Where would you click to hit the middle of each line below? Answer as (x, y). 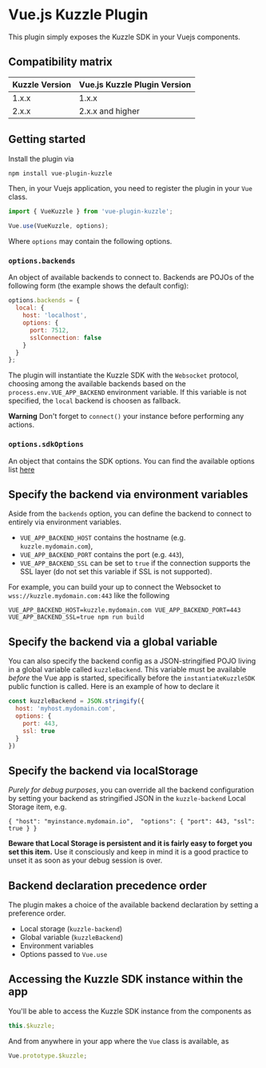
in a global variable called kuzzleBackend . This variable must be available (127, 670)
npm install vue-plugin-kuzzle (60, 173)
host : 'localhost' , (55, 316)
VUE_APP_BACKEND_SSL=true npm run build (77, 617)
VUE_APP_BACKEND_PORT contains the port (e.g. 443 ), (102, 555)
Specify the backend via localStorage (103, 770)
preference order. (37, 914)
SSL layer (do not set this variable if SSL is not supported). (116, 572)
